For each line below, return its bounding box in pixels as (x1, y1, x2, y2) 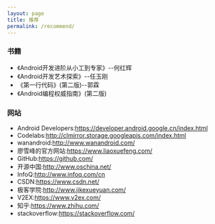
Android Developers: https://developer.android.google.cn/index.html (16, 124, 208, 132)
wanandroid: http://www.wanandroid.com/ (16, 138, 136, 147)
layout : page (7, 10, 45, 17)
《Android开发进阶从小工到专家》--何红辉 (16, 63, 132, 72)
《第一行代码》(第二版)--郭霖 (16, 80, 99, 89)
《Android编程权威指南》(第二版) (16, 89, 107, 97)
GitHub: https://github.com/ (16, 154, 94, 162)
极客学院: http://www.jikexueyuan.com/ (16, 186, 127, 194)
